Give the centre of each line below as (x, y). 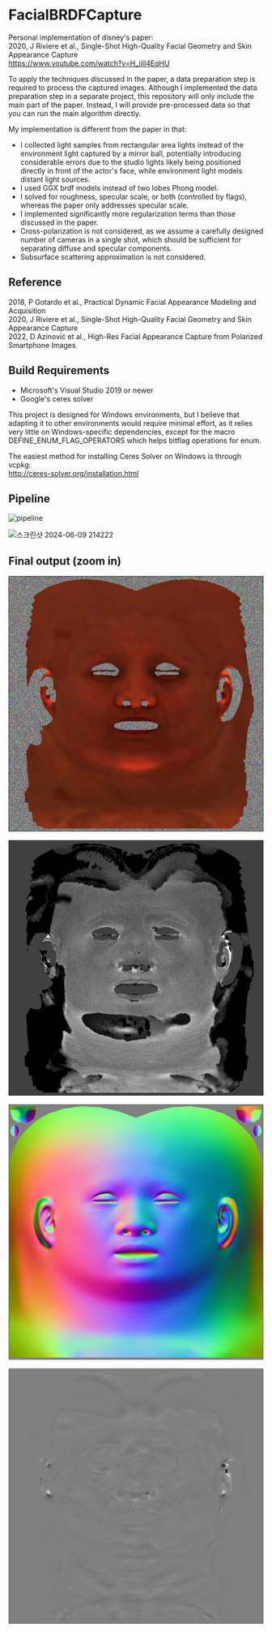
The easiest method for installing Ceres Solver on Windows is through (125, 456)
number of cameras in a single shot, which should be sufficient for (130, 239)
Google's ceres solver (57, 398)
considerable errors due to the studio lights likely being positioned (130, 162)
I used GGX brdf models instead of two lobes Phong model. (119, 187)
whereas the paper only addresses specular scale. (104, 205)
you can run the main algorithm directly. (75, 113)
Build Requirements (59, 371)
